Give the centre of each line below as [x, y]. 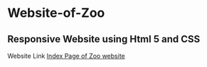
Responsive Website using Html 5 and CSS [104, 39]
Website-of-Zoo [56, 13]
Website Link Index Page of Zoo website [67, 56]
